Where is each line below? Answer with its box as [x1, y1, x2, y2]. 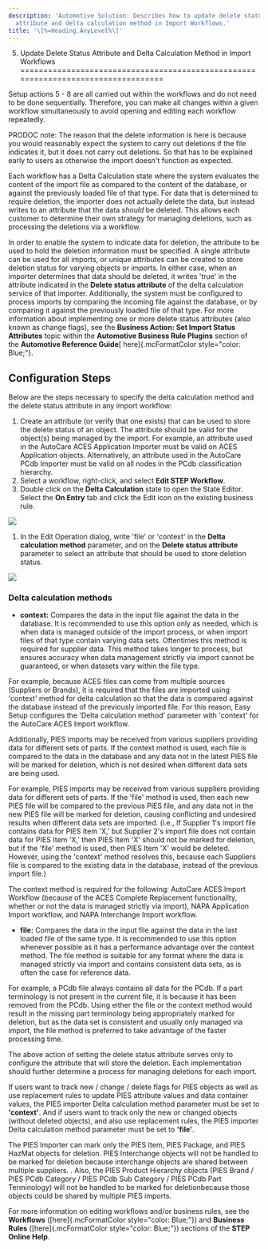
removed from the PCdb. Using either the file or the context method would [8, 1000, 253, 1010]
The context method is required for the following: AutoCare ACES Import [8, 885, 246, 894]
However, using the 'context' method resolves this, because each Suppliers [8, 852, 257, 861]
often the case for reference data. [19, 968, 132, 977]
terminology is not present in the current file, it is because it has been [8, 992, 237, 1001]
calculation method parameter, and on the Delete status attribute [19, 540, 238, 550]
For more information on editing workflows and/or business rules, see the [8, 1207, 250, 1216]
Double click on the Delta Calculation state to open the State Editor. [19, 484, 243, 494]
